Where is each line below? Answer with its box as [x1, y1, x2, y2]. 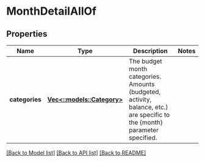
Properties [6, 29, 48, 39]
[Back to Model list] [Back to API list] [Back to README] [6, 149, 146, 156]
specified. [129, 133, 157, 142]
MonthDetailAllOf [6, 4, 96, 18]
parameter [129, 126, 159, 134]
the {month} [129, 118, 163, 127]
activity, [129, 95, 152, 103]
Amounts [129, 80, 155, 88]
